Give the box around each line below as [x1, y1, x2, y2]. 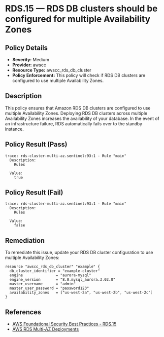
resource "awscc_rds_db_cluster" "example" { [5, 264, 100, 269]
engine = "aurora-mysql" [9, 273, 92, 278]
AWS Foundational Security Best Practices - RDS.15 [12, 321, 117, 327]
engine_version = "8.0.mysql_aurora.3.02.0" [9, 277, 116, 282]
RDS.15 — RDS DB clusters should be [5, 3, 158, 14]
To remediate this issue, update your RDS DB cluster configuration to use [5, 250, 154, 256]
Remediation [5, 236, 45, 245]
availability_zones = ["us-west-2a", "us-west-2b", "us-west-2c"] [9, 290, 153, 295]
